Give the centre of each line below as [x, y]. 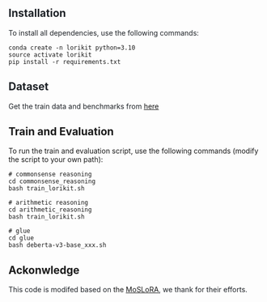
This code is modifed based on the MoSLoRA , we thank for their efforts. [128, 290]
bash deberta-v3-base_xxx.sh [57, 245]
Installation [37, 13]
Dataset [29, 87]
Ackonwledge [44, 270]
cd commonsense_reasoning [52, 181]
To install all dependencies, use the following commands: [104, 32]
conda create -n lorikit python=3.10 [72, 48]
